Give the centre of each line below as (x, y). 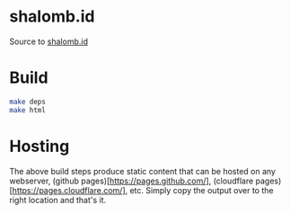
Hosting (40, 146)
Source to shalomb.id (48, 41)
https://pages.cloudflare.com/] (69, 190)
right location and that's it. (58, 200)
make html (28, 110)
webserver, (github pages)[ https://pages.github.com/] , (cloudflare (132, 181)
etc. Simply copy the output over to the (202, 190)
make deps (28, 102)
